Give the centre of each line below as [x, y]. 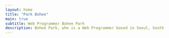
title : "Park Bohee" [27, 14]
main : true [17, 19]
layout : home [19, 10]
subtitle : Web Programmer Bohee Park [45, 23]
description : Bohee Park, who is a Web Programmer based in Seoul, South [85, 28]
